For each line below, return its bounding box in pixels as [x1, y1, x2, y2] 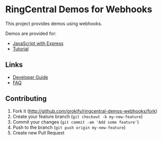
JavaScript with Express [12, 40, 64, 46]
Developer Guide [12, 74, 48, 80]
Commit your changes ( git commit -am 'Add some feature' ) [12, 119, 139, 125]
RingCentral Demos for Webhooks [5, 4, 153, 15]
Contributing [5, 95, 47, 103]
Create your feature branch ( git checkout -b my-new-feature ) [12, 113, 143, 120]
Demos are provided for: [5, 30, 57, 36]
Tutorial [12, 45, 29, 52]
